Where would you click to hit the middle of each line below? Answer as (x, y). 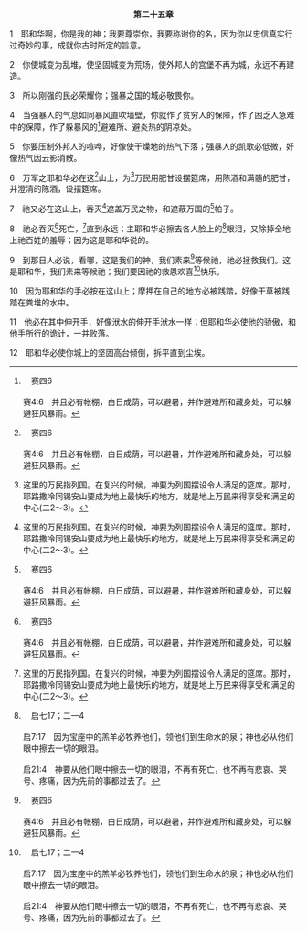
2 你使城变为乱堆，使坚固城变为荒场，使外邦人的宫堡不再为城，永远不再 (148, 64)
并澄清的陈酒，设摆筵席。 (58, 189)
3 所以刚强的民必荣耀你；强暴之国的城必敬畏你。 (104, 96)
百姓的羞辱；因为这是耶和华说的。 (89, 240)
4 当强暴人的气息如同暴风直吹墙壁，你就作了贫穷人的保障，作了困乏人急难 (152, 115)
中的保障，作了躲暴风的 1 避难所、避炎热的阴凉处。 (103, 126)
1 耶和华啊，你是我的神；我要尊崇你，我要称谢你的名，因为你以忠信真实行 (151, 34)
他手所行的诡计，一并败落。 (62, 333)
